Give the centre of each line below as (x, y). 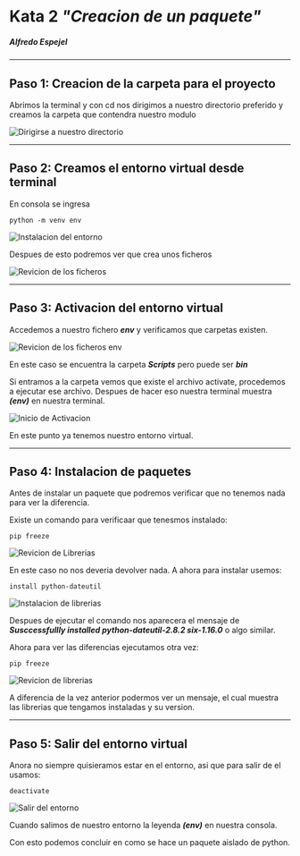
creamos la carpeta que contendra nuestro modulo (103, 114)
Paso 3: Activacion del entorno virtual (117, 308)
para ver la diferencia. (50, 503)
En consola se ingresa (50, 204)
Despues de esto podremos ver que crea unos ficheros (111, 254)
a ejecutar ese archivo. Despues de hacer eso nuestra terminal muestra (141, 391)
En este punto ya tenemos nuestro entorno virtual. (101, 435)
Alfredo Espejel (38, 41)
